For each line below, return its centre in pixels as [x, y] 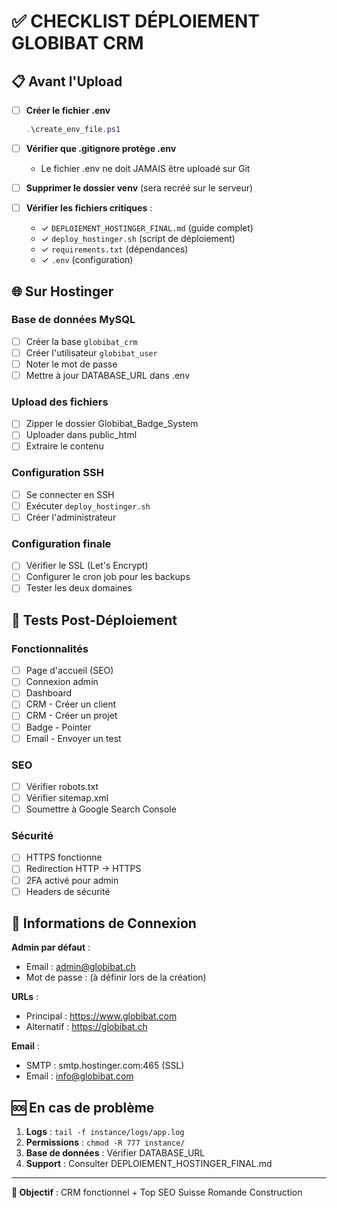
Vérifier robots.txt [62, 786]
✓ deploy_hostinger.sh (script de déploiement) [138, 239]
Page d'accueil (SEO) [69, 671]
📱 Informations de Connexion [104, 923]
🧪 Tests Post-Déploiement [94, 620]
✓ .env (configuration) [87, 260]
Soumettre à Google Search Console [101, 809]
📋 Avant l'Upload [67, 81]
